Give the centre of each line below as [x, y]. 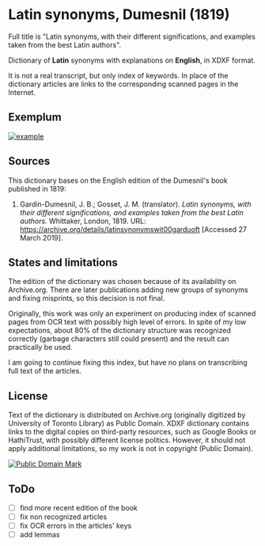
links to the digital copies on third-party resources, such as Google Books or [132, 432]
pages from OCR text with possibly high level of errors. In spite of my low [127, 322]
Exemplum [35, 118]
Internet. [22, 92]
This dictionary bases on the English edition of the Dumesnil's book [118, 180]
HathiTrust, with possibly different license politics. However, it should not [127, 440]
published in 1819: [37, 188]
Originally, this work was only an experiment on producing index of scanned [132, 313]
